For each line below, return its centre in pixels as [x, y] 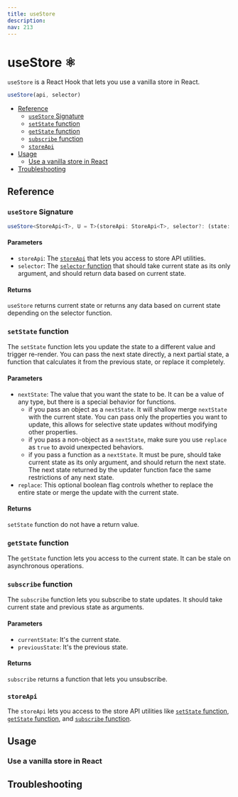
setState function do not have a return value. [74, 524]
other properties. [53, 432]
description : [27, 21]
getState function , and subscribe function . [70, 719]
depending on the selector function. [60, 313]
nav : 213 [20, 27]
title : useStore [31, 14]
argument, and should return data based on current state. [102, 273]
